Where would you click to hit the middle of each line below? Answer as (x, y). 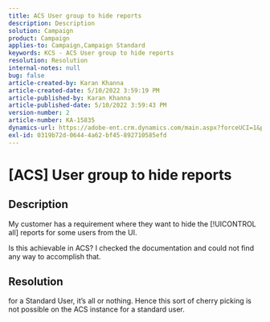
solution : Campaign (41, 31)
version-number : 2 (39, 113)
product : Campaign (39, 38)
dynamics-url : (32, 128)
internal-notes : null (45, 68)
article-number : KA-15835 (51, 120)
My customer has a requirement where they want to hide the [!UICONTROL (133, 224)
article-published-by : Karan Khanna (70, 98)
